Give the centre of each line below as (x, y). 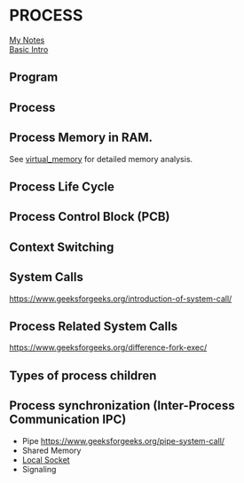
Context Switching (62, 247)
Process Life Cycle (62, 187)
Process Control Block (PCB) (90, 217)
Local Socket (46, 460)
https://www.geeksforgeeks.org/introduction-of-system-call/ (121, 299)
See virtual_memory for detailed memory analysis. (101, 159)
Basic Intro (29, 49)
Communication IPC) (68, 420)
